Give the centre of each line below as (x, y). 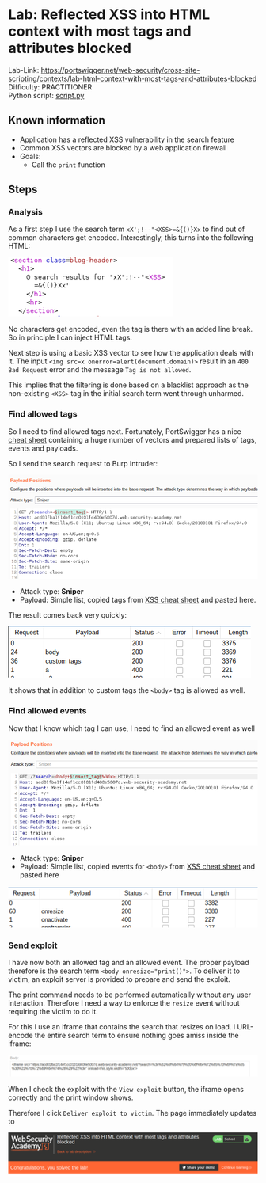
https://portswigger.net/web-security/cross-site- (120, 70)
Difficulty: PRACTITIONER (50, 87)
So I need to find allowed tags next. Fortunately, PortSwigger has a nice (125, 431)
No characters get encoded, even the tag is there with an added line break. (131, 329)
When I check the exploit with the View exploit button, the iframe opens (126, 1090)
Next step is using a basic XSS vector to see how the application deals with (131, 353)
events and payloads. (43, 448)
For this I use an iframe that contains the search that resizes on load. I (122, 1027)
